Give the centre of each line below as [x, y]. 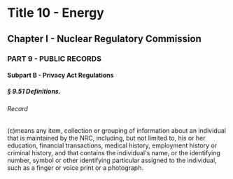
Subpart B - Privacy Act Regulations [61, 76]
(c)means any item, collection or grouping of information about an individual [116, 130]
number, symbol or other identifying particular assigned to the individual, [112, 160]
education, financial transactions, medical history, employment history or [112, 145]
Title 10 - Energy [56, 13]
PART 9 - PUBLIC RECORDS [54, 59]
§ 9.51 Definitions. [34, 91]
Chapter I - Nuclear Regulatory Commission [104, 39]
